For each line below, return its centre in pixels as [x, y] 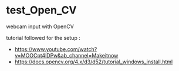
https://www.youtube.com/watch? [56, 49]
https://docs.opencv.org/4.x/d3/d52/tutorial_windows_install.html [94, 62]
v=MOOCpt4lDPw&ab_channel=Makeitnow [66, 55]
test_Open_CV [41, 10]
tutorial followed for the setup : [43, 38]
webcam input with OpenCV [40, 26]
